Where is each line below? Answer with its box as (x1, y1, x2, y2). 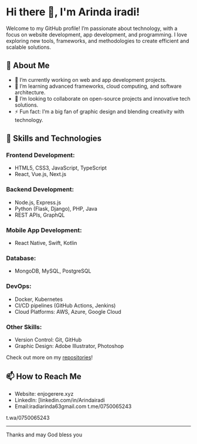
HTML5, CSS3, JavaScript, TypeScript (14, 164, 107, 171)
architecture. (14, 88, 46, 96)
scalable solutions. (6, 44, 52, 51)
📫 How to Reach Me (6, 372, 81, 382)
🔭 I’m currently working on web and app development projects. (14, 76, 167, 83)
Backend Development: (6, 185, 74, 194)
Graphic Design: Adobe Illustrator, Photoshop (14, 342, 124, 349)
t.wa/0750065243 (6, 414, 50, 421)
